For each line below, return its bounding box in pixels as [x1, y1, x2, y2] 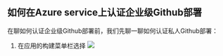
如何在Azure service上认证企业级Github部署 [7, 6, 203, 19]
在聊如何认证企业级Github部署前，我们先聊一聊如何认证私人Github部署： [7, 27, 219, 35]
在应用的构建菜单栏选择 [17, 41, 86, 50]
